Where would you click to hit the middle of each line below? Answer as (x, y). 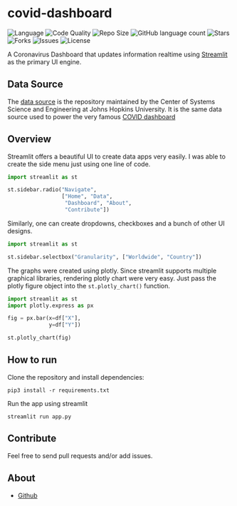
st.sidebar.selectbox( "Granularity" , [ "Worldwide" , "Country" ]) (105, 257)
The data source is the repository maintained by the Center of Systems (111, 101)
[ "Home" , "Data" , (87, 197)
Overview (30, 140)
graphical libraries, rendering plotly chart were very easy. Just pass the (112, 278)
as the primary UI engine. (44, 61)
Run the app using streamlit (48, 403)
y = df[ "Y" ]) (65, 325)
